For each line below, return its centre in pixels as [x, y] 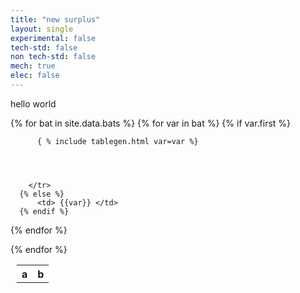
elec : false [35, 76]
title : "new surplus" [55, 19]
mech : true [33, 66]
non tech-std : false [53, 57]
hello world [33, 103]
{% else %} [42, 194]
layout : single [42, 29]
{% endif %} [44, 211]
